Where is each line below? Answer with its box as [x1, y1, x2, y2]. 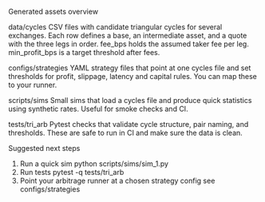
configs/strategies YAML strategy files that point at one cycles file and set [8, 63, 251, 73]
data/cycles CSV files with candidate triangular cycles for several [8, 22, 223, 31]
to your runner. [8, 80, 57, 89]
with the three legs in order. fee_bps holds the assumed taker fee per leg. [8, 39, 249, 49]
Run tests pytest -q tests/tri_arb [19, 168, 125, 176]
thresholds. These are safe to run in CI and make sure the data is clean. [8, 128, 243, 137]
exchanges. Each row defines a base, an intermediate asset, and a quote [8, 31, 247, 40]
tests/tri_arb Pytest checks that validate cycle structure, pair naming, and [8, 120, 249, 129]
